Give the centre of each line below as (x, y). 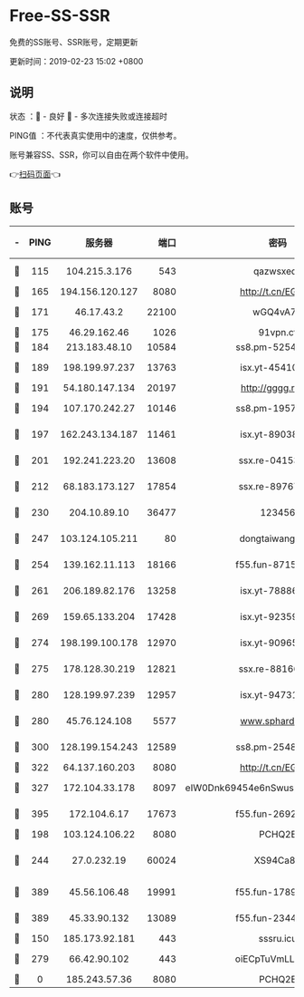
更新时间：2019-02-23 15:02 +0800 (76, 61)
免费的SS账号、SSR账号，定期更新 (74, 42)
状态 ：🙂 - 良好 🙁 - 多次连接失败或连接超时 (88, 116)
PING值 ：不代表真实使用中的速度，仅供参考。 (95, 135)
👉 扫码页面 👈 (35, 174)
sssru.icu (278, 938)
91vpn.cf (278, 332)
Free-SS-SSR (60, 16)
